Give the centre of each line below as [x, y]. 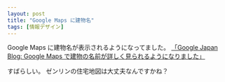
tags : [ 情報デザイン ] [36, 27]
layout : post [26, 14]
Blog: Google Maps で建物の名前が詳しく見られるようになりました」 [106, 56]
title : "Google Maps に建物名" [51, 20]
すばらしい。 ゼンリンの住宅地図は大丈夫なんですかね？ [88, 71]
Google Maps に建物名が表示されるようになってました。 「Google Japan [113, 48]
